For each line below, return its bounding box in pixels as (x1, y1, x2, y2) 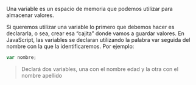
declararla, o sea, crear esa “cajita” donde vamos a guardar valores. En (6, 30, 184, 37)
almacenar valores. (6, 12, 54, 19)
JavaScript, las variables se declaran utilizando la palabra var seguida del (6, 36, 191, 43)
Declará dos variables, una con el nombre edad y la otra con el (21, 65, 178, 72)
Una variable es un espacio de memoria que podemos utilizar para (6, 5, 173, 12)
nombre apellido (21, 72, 63, 79)
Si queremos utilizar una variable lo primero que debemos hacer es (6, 24, 175, 30)
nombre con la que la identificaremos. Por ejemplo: (6, 42, 135, 50)
